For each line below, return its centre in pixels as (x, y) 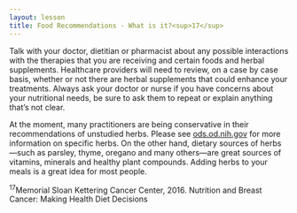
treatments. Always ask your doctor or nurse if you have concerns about (141, 88)
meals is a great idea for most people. (78, 171)
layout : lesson (37, 17)
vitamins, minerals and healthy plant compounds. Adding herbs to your (138, 162)
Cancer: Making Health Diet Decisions (78, 199)
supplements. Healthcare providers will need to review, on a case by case (144, 69)
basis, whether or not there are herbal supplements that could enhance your (148, 79)
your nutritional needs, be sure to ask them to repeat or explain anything (141, 97)
